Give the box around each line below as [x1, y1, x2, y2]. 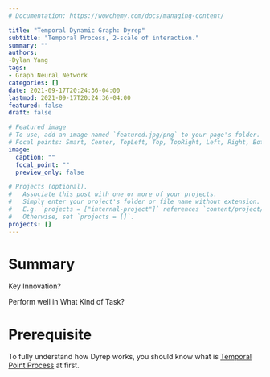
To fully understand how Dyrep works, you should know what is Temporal [8, 352, 252, 362]
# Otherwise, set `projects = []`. [8, 213, 135, 221]
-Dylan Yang [8, 56, 48, 64]
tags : [8, 64, 27, 72]
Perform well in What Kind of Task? [8, 297, 125, 307]
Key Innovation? [8, 281, 62, 291]
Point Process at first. [8, 360, 80, 371]
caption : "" [15, 153, 56, 161]
